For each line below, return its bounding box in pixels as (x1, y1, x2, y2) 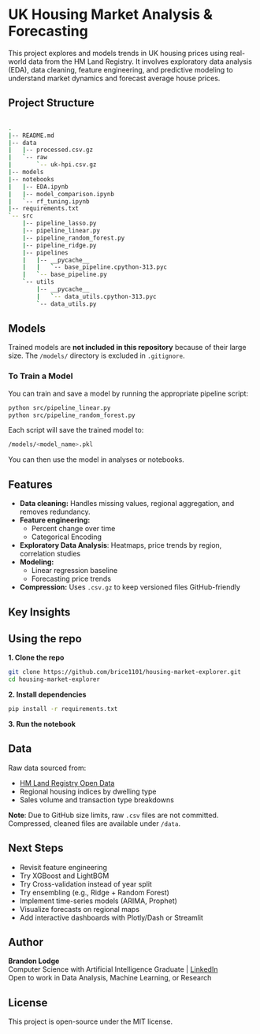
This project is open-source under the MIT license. (8, 1017, 173, 1026)
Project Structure (8, 96, 95, 110)
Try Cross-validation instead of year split (19, 879, 152, 888)
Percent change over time (31, 524, 116, 534)
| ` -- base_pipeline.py (22, 270, 108, 279)
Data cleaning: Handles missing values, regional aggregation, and (19, 499, 235, 508)
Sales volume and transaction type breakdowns (19, 794, 175, 805)
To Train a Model (8, 370, 73, 381)
